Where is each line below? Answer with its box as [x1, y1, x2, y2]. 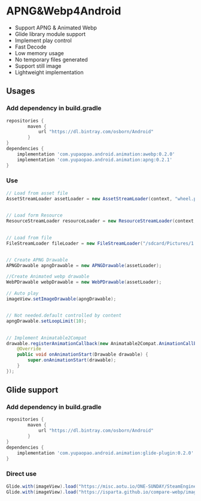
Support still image [14, 62, 62, 70]
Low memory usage [14, 49, 64, 56]
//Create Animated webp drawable [6, 274, 90, 280]
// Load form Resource [6, 212, 63, 218]
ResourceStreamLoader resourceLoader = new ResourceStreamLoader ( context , [6, 218, 197, 224]
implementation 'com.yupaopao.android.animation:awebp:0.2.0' [17, 151, 175, 157]
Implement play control [14, 37, 72, 44]
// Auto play [6, 290, 39, 296]
